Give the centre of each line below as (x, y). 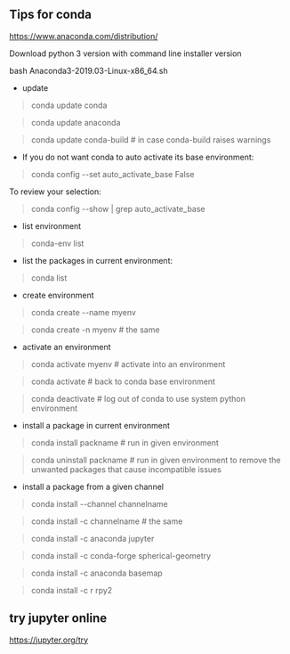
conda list (49, 278)
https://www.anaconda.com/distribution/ (84, 36)
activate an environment (66, 347)
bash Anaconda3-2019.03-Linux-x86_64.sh (89, 70)
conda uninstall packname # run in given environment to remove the (156, 460)
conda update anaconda (76, 122)
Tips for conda (50, 15)
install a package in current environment (96, 425)
